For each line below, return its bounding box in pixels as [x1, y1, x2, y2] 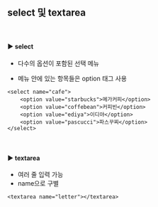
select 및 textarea [7, 6, 86, 19]
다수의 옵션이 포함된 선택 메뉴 [17, 59, 99, 68]
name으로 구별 [17, 179, 59, 188]
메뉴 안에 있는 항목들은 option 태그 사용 [17, 74, 128, 83]
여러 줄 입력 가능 [17, 170, 64, 179]
